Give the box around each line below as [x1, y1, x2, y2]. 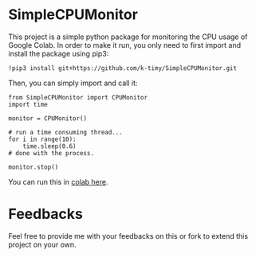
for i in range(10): [8, 135, 77, 143]
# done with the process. [8, 149, 94, 157]
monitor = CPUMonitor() [8, 114, 88, 123]
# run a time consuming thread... [8, 128, 124, 136]
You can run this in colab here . [8, 177, 109, 186]
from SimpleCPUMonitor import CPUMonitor [8, 93, 148, 101]
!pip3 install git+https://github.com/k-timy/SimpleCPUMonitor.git [8, 64, 238, 72]
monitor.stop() [8, 163, 59, 171]
